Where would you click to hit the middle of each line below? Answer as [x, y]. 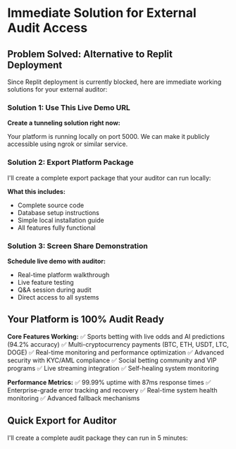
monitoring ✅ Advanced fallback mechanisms [74, 398]
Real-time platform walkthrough [63, 275]
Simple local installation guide [61, 220]
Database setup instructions [58, 212]
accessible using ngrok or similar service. [68, 144]
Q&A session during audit [54, 290]
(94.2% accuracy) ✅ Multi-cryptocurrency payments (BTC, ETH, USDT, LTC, [118, 344]
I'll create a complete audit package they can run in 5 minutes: [98, 438]
